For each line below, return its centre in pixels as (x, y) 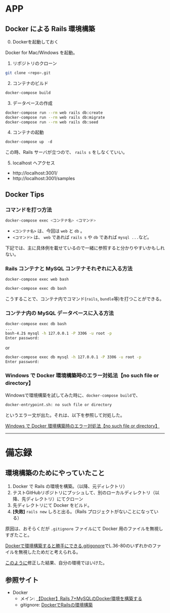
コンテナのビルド (30, 83)
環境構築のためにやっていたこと (55, 473)
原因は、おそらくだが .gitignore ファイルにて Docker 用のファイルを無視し (84, 529)
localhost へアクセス (34, 163)
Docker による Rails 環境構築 (50, 29)
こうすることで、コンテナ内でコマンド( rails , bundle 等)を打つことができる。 (85, 298)
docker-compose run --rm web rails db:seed (52, 122)
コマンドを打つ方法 (29, 209)
